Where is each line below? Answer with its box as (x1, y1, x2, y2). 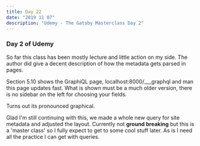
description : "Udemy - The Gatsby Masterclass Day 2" (6, 20, 145, 26)
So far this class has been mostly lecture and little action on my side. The (6, 53, 188, 61)
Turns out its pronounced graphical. (6, 102, 95, 109)
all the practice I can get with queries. (6, 133, 100, 140)
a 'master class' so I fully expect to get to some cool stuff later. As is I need (6, 127, 193, 134)
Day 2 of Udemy (6, 40, 54, 48)
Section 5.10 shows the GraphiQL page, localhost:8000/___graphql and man (6, 78, 194, 85)
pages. (6, 66, 23, 73)
